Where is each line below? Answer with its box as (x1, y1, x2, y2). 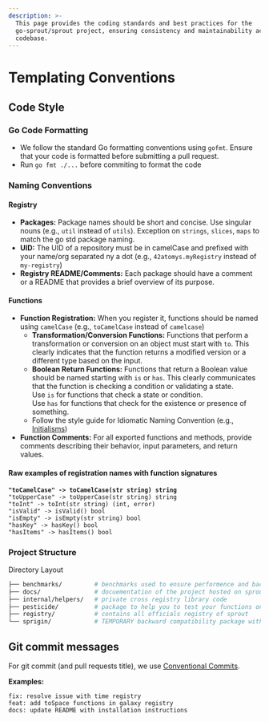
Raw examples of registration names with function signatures (8, 468, 218, 478)
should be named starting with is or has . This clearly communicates (31, 373, 256, 383)
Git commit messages (8, 639, 119, 654)
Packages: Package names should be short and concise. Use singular (19, 217, 252, 227)
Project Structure (8, 546, 77, 558)
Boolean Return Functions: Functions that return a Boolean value (31, 364, 248, 374)
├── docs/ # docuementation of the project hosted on (8, 587, 242, 596)
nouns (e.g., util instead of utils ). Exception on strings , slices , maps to (19, 226, 260, 236)
